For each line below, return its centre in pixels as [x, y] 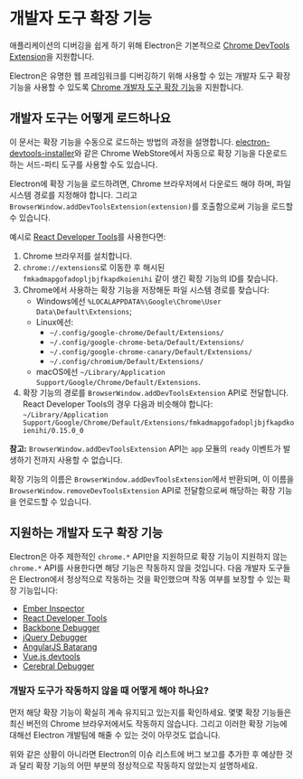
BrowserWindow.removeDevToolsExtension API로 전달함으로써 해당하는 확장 [142, 490]
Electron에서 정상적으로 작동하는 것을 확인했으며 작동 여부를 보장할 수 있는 [150, 578]
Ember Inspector [53, 608]
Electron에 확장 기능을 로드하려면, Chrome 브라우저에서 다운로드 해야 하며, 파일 [150, 183]
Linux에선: [55, 322]
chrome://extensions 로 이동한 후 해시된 [94, 267]
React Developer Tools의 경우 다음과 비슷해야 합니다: [118, 404]
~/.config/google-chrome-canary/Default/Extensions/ [151, 352]
